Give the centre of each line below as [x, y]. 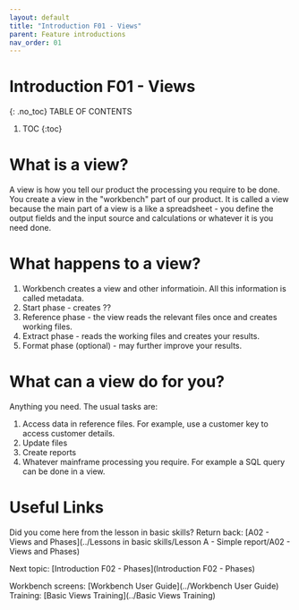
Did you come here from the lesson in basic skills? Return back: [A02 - [140, 532]
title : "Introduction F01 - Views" [76, 26]
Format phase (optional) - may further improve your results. [132, 346]
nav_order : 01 [36, 42]
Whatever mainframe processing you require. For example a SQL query [154, 462]
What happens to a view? [105, 264]
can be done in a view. [64, 471]
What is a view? [69, 165]
